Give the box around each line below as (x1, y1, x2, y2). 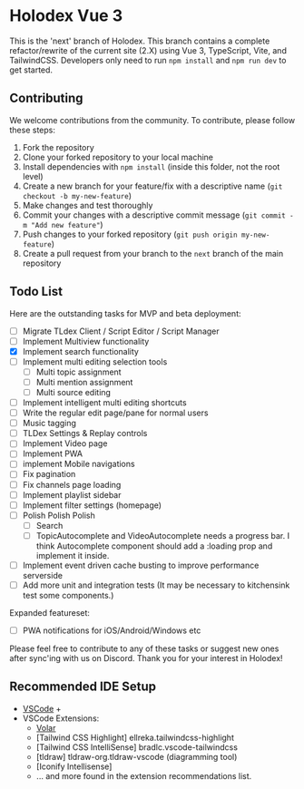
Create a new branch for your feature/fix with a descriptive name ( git (22, 180, 283, 191)
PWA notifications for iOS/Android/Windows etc (22, 625, 201, 636)
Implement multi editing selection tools (22, 356, 168, 367)
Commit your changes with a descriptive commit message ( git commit (22, 209, 286, 220)
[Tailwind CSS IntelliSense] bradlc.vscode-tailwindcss (35, 741, 239, 753)
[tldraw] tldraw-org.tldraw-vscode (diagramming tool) (35, 751, 238, 762)
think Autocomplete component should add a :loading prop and (35, 541, 273, 551)
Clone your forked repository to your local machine (22, 151, 214, 162)
